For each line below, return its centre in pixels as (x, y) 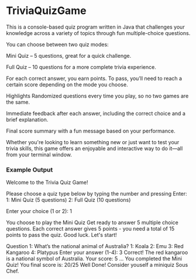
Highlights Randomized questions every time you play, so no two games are (97, 96)
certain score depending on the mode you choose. (67, 84)
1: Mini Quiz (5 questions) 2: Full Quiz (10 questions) (68, 200)
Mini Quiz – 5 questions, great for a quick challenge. (69, 55)
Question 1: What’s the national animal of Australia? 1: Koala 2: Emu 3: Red (95, 246)
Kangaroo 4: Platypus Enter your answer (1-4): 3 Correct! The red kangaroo (97, 253)
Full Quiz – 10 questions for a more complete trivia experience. (81, 67)
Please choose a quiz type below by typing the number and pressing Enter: (97, 194)
